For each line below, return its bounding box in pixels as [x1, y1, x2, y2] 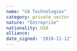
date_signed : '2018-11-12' [6, 36, 72, 42]
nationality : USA [6, 25, 49, 31]
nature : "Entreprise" [6, 19, 59, 25]
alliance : [6, 30, 31, 36]
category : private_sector [6, 14, 69, 20]
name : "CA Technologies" [6, 8, 67, 15]
